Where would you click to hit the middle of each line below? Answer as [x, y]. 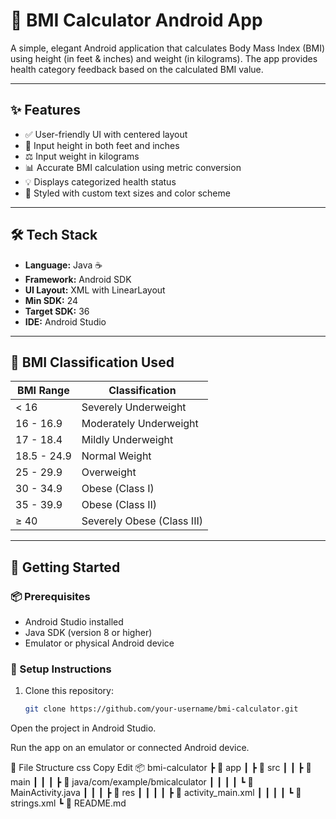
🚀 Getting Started [65, 567]
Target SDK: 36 [57, 311]
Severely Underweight [134, 407]
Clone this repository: [69, 691]
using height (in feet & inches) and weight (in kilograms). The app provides [164, 58]
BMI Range [43, 391]
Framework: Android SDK [78, 279]
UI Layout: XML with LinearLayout [95, 290]
